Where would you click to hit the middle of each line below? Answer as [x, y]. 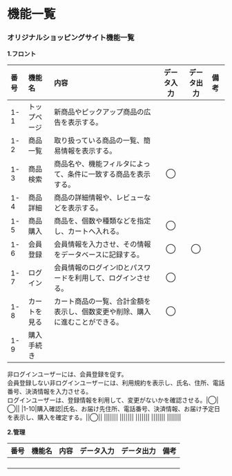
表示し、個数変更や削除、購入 [103, 312]
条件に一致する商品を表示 [109, 174]
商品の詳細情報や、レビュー [99, 198]
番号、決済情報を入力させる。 [49, 392]
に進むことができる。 [89, 322]
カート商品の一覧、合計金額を [103, 302]
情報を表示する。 [89, 151]
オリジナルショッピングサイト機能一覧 [71, 37]
